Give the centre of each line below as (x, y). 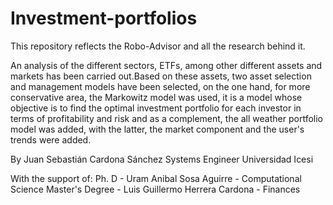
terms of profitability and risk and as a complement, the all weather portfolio (166, 118)
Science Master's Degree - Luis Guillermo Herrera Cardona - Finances (155, 189)
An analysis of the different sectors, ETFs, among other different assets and (166, 65)
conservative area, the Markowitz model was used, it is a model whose (156, 97)
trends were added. (51, 139)
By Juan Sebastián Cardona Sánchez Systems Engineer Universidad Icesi (162, 159)
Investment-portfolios (104, 18)
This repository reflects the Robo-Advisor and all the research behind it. (158, 46)
